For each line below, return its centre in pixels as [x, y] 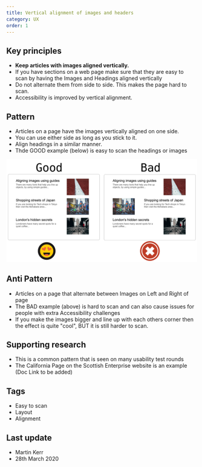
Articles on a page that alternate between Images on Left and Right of [102, 293]
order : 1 [17, 25]
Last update [29, 438]
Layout [24, 412]
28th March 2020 [37, 459]
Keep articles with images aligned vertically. [72, 65]
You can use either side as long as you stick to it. [76, 137]
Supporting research [46, 344]
